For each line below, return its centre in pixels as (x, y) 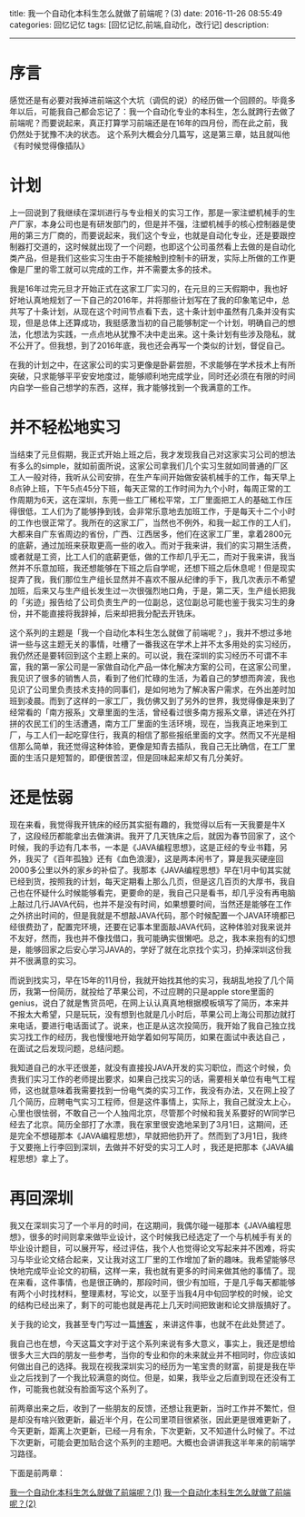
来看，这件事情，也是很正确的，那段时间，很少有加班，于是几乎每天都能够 (156, 1282)
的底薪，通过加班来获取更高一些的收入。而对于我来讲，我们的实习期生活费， (152, 545)
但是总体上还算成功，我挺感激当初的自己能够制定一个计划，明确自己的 (156, 322)
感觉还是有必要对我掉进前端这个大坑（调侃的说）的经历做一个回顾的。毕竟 (148, 100)
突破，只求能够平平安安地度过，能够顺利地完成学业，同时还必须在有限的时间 (152, 376)
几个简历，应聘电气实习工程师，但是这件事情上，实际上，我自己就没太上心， (152, 1101)
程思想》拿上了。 (41, 1158)
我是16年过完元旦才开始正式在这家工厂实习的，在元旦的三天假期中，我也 (145, 288)
